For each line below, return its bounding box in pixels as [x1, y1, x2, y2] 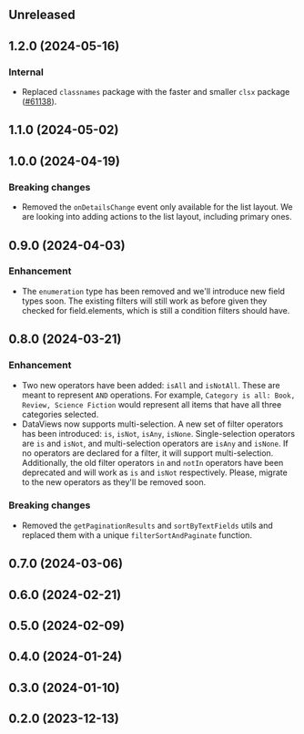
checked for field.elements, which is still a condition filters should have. [21, 305, 290, 315]
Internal [8, 66, 45, 78]
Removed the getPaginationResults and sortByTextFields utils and [21, 520, 274, 531]
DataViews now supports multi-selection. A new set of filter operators [21, 419, 284, 429]
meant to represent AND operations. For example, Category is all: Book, [21, 389, 296, 400]
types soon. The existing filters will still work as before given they [21, 295, 268, 306]
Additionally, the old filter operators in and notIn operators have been [21, 457, 284, 468]
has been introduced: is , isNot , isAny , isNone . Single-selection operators [21, 428, 296, 439]
